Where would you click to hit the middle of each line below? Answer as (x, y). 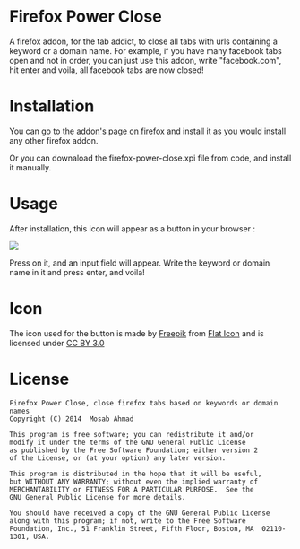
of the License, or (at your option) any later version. (118, 458)
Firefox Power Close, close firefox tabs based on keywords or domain (144, 403)
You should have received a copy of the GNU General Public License (140, 513)
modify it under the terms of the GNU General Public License (128, 442)
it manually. (30, 167)
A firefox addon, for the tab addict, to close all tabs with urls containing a (143, 41)
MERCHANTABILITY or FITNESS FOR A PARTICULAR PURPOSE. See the (132, 489)
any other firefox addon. (54, 140)
